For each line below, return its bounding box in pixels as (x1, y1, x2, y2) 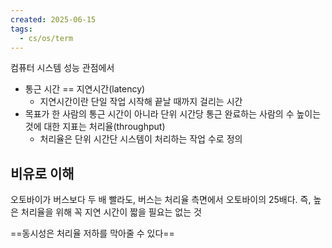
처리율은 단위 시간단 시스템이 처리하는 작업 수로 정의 (39, 133, 243, 145)
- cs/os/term (19, 33, 74, 43)
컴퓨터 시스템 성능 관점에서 (10, 62, 115, 74)
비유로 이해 (10, 165, 75, 182)
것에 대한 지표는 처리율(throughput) (24, 121, 166, 133)
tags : (10, 24, 33, 34)
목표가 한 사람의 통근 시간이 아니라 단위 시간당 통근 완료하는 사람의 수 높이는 (24, 108, 322, 120)
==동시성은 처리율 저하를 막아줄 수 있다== (10, 227, 175, 240)
